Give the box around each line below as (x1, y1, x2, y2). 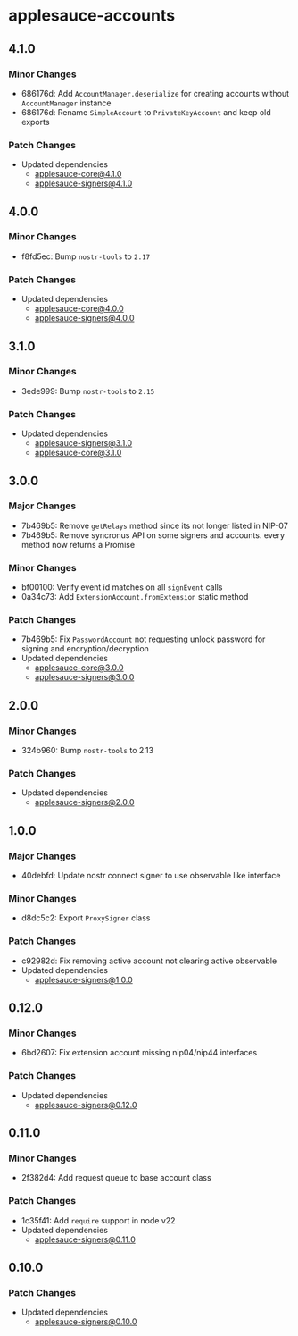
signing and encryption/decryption (21, 643, 149, 654)
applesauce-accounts (8, 5, 176, 26)
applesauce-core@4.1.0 (34, 169, 122, 180)
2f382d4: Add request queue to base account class (21, 1172, 211, 1183)
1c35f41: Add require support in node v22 (21, 1214, 176, 1225)
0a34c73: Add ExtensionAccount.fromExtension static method (21, 592, 249, 602)
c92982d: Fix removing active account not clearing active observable (21, 955, 277, 966)
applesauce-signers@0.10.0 (34, 1316, 137, 1327)
